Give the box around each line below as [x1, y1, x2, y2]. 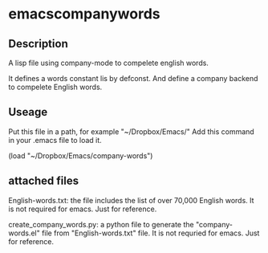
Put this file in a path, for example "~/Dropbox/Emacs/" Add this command [8, 126, 254, 137]
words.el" [8, 228, 40, 238]
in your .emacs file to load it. [8, 135, 102, 145]
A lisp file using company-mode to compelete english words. [8, 58, 209, 67]
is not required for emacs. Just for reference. [8, 204, 157, 214]
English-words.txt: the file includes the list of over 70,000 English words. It [8, 195, 254, 205]
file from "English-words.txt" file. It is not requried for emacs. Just [41, 228, 260, 238]
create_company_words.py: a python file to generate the [8, 219, 194, 229]
